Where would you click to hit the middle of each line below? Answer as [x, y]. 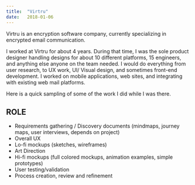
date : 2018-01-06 [30, 17]
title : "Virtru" [27, 11]
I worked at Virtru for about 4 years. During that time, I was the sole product [97, 51]
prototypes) [29, 163]
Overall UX [28, 139]
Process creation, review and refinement [64, 176]
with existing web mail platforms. [46, 82]
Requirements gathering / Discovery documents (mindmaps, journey [97, 126]
